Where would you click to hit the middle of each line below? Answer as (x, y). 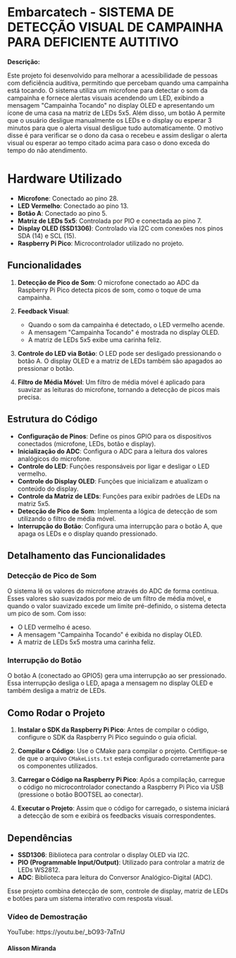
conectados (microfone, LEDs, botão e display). (87, 443)
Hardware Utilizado (65, 179)
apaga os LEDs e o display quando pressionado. (87, 534)
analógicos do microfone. (54, 458)
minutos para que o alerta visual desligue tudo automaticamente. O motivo (115, 128)
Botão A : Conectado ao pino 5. (62, 213)
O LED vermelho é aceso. (54, 627)
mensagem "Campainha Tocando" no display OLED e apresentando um (111, 105)
